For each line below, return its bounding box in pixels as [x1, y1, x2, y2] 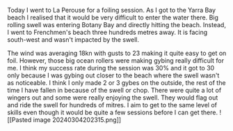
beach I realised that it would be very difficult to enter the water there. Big [7, 13, 219, 22]
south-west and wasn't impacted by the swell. [7, 36, 139, 44]
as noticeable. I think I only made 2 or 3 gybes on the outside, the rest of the [7, 79, 226, 86]
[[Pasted [7, 116, 32, 124]
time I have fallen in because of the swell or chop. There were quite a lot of [7, 86, 222, 94]
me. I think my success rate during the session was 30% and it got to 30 [7, 64, 215, 72]
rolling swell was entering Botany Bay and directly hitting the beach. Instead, [7, 21, 226, 29]
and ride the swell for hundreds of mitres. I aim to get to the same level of [7, 101, 218, 109]
